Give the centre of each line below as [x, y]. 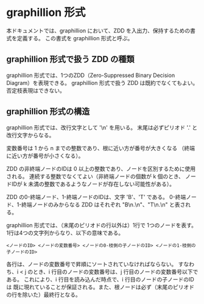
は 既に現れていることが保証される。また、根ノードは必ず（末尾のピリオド [100, 287]
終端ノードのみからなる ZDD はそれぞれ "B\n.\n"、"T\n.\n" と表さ [103, 204]
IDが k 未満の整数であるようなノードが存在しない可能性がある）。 [93, 184]
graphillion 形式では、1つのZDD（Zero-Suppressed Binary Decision [91, 75]
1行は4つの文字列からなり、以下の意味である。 [65, 233]
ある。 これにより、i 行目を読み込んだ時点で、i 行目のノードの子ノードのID [100, 279]
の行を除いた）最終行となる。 [44, 294]
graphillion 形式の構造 [48, 111]
